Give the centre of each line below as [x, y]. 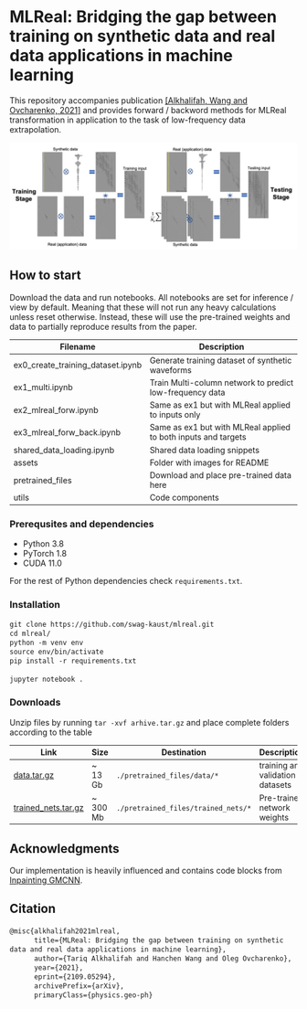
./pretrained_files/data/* [167, 776]
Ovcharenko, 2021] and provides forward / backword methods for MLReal [148, 110]
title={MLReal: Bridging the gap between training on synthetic [159, 940]
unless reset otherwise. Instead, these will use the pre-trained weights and [150, 316]
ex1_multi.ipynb [43, 388]
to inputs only [175, 415]
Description [222, 347]
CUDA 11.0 [42, 563]
